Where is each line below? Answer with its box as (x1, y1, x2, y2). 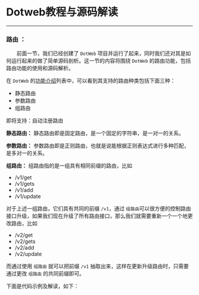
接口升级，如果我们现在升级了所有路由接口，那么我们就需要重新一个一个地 (6, 212, 188, 219)
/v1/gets (14, 180, 35, 187)
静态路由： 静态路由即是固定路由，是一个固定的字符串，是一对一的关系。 (6, 129, 184, 137)
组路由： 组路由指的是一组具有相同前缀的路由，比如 (6, 162, 132, 169)
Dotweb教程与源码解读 (6, 5, 118, 19)
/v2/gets (14, 238, 36, 245)
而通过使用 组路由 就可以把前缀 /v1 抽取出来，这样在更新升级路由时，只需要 (6, 262, 189, 270)
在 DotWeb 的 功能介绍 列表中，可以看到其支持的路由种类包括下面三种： (6, 77, 176, 85)
